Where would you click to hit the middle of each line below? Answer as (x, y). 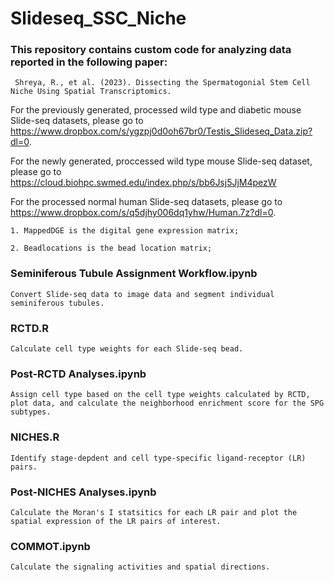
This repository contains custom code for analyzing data (151, 50)
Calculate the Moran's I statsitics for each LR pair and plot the (154, 512)
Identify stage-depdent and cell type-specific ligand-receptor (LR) (158, 458)
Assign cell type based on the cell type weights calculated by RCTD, (160, 395)
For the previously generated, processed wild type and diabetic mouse (156, 110)
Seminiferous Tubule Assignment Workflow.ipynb (134, 274)
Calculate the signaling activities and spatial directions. (140, 567)
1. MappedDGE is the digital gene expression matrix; (125, 231)
